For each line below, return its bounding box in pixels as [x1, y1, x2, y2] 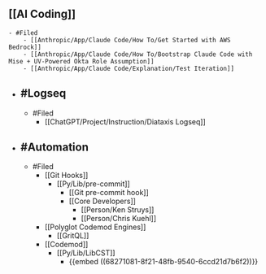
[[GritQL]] [56, 231, 89, 241]
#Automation [20, 141, 89, 154]
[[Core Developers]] [68, 196, 137, 207]
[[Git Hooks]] [44, 171, 89, 180]
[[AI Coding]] [8, 7, 76, 21]
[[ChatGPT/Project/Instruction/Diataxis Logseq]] [44, 116, 206, 126]
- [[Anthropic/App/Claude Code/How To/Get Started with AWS [23, 36, 231, 44]
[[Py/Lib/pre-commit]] [56, 179, 130, 189]
